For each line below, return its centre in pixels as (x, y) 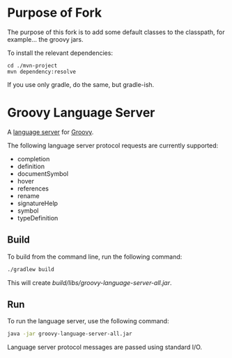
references (33, 188)
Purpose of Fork (55, 13)
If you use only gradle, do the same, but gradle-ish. (81, 84)
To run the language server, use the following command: (88, 321)
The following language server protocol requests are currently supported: (113, 145)
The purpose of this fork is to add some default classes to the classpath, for (116, 32)
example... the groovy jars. (45, 39)
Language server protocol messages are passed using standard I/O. (105, 347)
